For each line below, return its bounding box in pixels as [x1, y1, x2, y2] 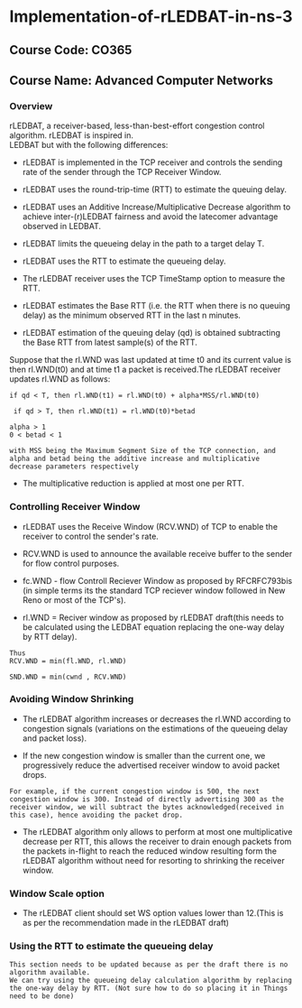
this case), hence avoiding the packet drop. [9, 810, 183, 819]
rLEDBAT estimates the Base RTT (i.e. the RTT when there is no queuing [22, 301, 291, 311]
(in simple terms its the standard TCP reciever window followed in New [22, 585, 286, 596]
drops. [22, 769, 47, 780]
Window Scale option [9, 887, 105, 900]
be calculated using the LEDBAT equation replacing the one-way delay [22, 621, 285, 633]
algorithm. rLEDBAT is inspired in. [9, 130, 133, 141]
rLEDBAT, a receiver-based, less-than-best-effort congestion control [9, 120, 265, 132]
